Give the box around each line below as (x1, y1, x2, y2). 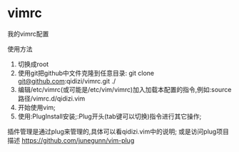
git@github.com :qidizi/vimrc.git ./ (17, 76, 116, 85)
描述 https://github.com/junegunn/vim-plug (7, 136, 135, 144)
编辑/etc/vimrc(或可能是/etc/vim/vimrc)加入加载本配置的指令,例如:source (17, 85, 232, 93)
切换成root (17, 59, 49, 69)
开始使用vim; (17, 103, 56, 111)
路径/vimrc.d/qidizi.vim (17, 94, 86, 103)
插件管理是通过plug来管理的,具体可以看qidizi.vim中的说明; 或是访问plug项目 (7, 127, 230, 136)
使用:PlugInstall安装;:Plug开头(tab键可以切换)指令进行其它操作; (17, 112, 202, 121)
